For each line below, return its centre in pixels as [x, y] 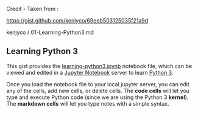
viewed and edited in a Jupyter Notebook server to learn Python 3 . [90, 72]
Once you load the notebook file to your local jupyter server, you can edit [98, 84]
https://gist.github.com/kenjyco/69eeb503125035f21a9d [77, 20]
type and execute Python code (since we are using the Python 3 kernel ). [97, 97]
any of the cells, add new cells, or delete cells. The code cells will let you [98, 91]
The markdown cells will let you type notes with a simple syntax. [88, 103]
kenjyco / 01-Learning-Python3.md [50, 32]
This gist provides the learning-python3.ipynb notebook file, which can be [99, 66]
